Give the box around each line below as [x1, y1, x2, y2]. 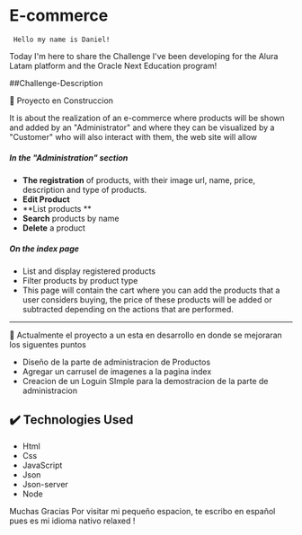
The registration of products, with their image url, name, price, [22, 174, 256, 185]
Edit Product [22, 194, 70, 205]
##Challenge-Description [9, 77, 103, 88]
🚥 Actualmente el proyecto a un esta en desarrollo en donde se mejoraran [9, 329, 283, 340]
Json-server [22, 478, 69, 489]
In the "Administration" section [9, 152, 129, 162]
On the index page [9, 243, 79, 254]
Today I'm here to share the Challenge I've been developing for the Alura [9, 50, 279, 61]
